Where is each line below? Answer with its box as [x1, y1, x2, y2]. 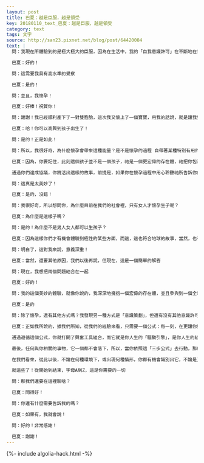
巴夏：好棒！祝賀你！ [12, 104, 58, 110]
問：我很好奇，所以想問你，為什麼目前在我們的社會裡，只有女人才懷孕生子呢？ [12, 202, 179, 209]
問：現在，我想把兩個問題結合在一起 [12, 269, 89, 275]
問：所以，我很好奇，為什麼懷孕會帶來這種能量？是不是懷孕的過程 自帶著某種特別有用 [12, 147, 195, 154]
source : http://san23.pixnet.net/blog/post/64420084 [6, 37, 143, 43]
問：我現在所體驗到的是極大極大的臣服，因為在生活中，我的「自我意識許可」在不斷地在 [12, 49, 197, 55]
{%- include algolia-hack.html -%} [6, 450, 92, 458]
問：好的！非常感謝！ [12, 422, 58, 428]
